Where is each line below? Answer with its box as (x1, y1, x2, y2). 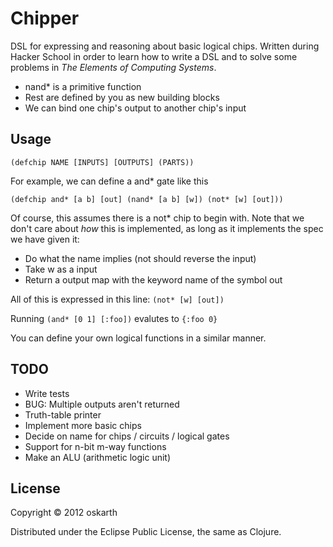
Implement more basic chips (24, 419, 142, 431)
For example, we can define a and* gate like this (10, 175, 209, 187)
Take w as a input (24, 263, 98, 275)
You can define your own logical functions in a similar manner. (10, 332, 267, 344)
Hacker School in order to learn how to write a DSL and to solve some (10, 50, 298, 62)
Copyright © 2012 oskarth (10, 507, 118, 519)
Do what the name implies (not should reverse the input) (24, 252, 257, 264)
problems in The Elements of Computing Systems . (10, 61, 217, 73)
